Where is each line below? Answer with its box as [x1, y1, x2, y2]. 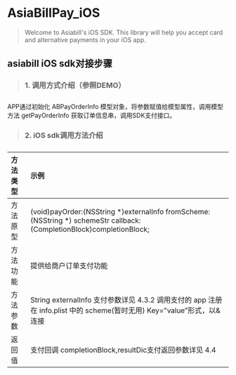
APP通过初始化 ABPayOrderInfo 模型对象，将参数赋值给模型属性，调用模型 [7, 103, 223, 111]
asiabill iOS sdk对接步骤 [7, 58, 112, 70]
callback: [111, 216, 141, 225]
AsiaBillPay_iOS [7, 5, 100, 21]
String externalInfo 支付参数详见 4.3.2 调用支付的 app [30, 295, 206, 305]
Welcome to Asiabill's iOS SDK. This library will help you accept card [24, 28, 223, 37]
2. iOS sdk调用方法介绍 [24, 131, 103, 140]
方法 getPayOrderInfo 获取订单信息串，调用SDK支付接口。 [7, 111, 176, 120]
